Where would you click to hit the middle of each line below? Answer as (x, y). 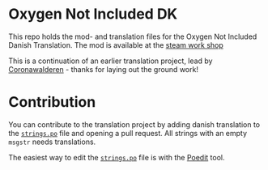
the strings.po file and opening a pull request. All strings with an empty (128, 133)
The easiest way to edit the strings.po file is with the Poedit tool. (117, 157)
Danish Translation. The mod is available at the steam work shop (116, 45)
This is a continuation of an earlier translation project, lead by (111, 61)
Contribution (52, 102)
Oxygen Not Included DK (93, 14)
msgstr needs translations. (52, 142)
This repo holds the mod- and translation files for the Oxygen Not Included (133, 36)
